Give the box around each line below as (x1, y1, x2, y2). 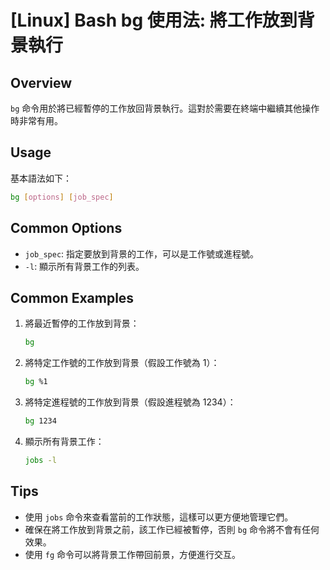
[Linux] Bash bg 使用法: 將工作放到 (10, 9, 298, 32)
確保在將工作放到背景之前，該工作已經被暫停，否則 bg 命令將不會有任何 (24, 523, 320, 535)
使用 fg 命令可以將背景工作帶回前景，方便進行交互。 (24, 548, 241, 560)
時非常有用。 (10, 115, 63, 126)
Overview (10, 74, 73, 91)
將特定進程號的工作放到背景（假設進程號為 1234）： (24, 396, 237, 408)
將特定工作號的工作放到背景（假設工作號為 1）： (24, 357, 220, 369)
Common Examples (10, 289, 135, 306)
